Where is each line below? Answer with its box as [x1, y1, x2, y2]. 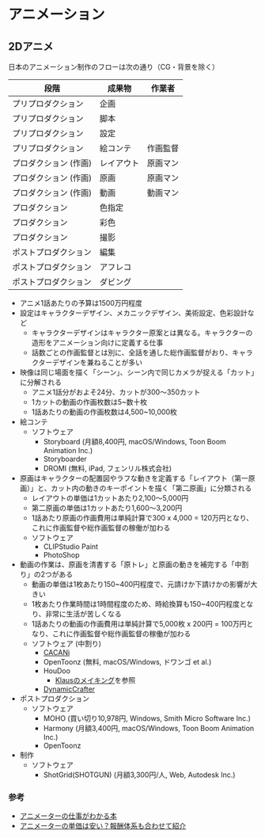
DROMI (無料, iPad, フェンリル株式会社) [43, 463, 172, 473]
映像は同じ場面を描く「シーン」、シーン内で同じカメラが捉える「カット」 [19, 368, 255, 377]
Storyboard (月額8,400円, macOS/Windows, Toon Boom [43, 437, 227, 446]
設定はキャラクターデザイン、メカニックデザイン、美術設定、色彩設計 [19, 308, 248, 318]
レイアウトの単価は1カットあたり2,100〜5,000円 [31, 493, 189, 502]
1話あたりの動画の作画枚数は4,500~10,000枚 [31, 407, 178, 417]
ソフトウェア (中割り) [31, 639, 101, 648]
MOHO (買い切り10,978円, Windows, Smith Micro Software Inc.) [43, 714, 252, 723]
